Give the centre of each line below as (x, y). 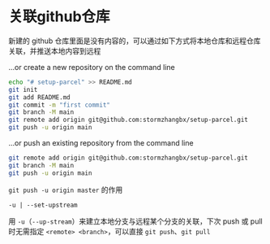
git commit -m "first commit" (60, 105)
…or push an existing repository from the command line (101, 143)
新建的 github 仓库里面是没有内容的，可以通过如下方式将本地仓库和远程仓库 (135, 41)
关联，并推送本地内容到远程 (55, 50)
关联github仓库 (60, 17)
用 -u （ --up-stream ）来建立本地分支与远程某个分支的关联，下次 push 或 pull (135, 221)
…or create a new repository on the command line (92, 67)
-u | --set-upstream (43, 205)
